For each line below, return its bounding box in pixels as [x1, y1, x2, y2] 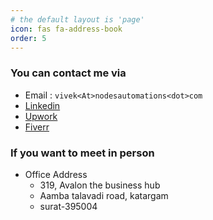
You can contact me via [10, 66, 127, 80]
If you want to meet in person [10, 146, 155, 160]
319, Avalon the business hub [39, 179, 161, 191]
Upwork [24, 110, 58, 122]
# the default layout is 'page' [10, 14, 145, 25]
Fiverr [24, 121, 50, 133]
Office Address [24, 168, 88, 180]
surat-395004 [39, 200, 98, 212]
